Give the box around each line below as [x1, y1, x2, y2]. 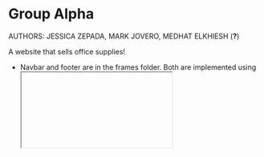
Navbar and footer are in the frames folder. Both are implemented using [19, 62, 257, 72]
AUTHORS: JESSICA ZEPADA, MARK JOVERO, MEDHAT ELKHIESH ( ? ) [8, 31, 240, 41]
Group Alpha [8, 5, 95, 23]
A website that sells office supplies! [8, 46, 126, 56]
